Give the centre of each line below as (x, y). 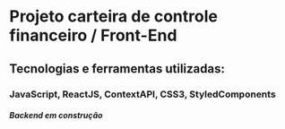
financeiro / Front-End (93, 35)
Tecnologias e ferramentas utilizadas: (117, 69)
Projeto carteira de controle (113, 17)
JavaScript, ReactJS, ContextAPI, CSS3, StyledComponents (142, 94)
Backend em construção (56, 116)
